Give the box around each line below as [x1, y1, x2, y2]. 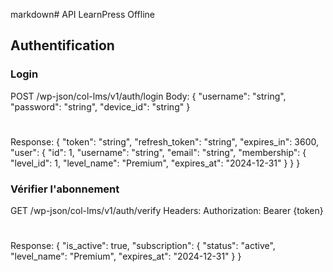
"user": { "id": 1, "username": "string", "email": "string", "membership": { [10, 146, 307, 158]
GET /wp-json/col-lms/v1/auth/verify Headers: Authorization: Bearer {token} [10, 205, 324, 217]
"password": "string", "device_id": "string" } [10, 100, 191, 113]
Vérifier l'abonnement [10, 182, 120, 196]
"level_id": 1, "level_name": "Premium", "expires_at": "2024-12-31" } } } [10, 157, 301, 169]
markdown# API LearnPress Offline [10, 9, 155, 20]
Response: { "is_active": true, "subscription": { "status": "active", [10, 240, 276, 252]
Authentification [10, 37, 115, 54]
